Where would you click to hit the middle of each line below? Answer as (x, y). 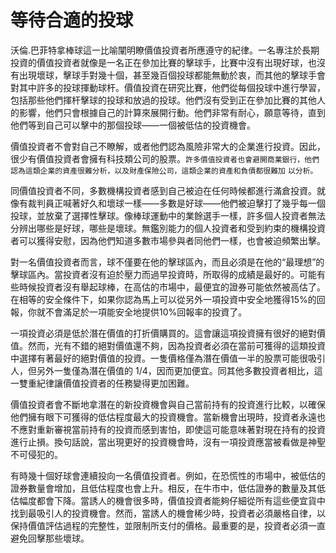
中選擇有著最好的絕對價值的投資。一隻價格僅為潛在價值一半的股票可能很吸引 (168, 358)
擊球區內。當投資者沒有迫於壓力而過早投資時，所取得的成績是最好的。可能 (163, 274)
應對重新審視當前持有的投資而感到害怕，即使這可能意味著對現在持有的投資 (172, 429)
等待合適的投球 (72, 20)
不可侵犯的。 (36, 454)
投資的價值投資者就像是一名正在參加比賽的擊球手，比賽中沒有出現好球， (159, 62)
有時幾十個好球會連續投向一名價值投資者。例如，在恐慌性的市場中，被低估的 (168, 475)
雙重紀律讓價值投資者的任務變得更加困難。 (106, 383)
